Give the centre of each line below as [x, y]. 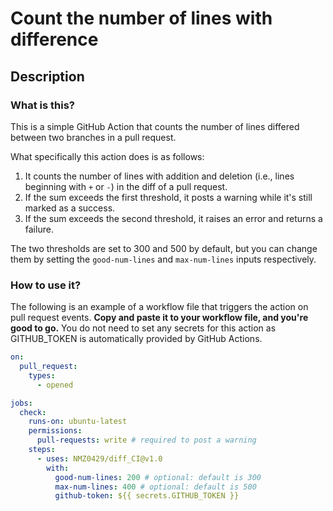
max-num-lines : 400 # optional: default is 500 [155, 487]
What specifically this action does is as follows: [107, 156]
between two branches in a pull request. [93, 137]
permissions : [55, 431]
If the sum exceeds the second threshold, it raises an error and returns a [173, 218]
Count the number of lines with [141, 18]
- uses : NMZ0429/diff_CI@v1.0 [99, 458]
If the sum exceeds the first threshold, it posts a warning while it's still [168, 197]
